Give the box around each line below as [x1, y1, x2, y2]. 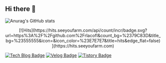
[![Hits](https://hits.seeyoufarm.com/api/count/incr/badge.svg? [19, 27, 147, 33]
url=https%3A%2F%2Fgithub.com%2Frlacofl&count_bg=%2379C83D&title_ [5, 32, 161, 38]
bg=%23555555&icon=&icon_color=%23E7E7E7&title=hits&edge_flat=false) [5, 38, 161, 43]
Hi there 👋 [5, 5, 36, 13]
